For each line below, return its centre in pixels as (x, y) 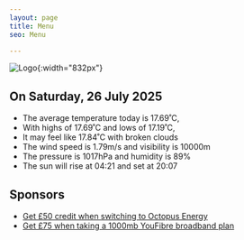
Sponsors (37, 194)
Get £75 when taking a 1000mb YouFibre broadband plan (128, 226)
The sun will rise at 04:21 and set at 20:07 (100, 166)
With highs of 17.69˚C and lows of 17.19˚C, (99, 128)
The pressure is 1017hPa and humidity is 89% (107, 157)
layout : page (34, 18)
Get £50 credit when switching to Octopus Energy (115, 216)
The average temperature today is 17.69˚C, (101, 118)
